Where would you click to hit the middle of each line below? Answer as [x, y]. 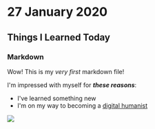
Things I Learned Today [59, 37]
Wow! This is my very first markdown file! [66, 71]
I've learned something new [56, 98]
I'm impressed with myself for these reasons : [72, 85]
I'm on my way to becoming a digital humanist [82, 105]
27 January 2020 [58, 12]
